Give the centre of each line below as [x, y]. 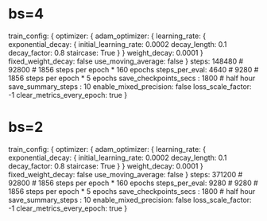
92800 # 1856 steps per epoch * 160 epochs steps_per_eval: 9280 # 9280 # [133, 183]
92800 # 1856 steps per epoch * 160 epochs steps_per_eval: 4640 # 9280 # [133, 69]
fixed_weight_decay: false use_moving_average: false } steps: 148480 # [126, 61]
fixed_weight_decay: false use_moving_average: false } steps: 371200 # [126, 174]
